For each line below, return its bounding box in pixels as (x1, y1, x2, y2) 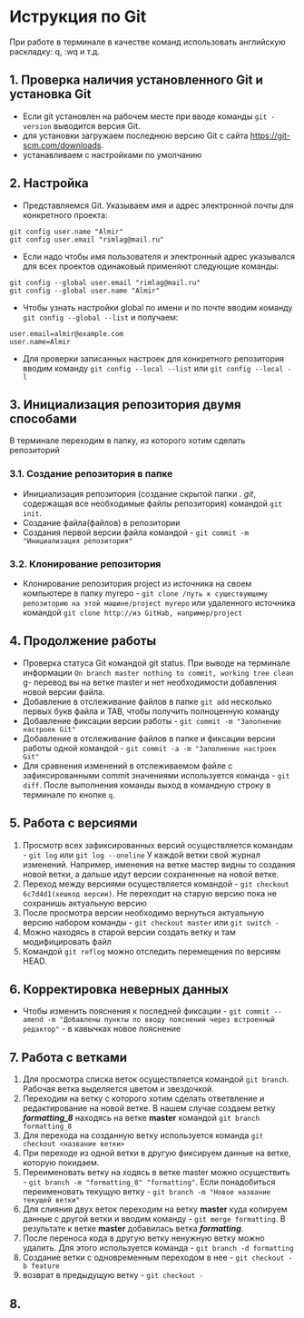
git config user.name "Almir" (9, 227, 124, 236)
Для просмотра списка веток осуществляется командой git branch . (22, 1074, 289, 1085)
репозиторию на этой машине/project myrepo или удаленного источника (22, 597, 296, 608)
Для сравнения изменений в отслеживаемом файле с (22, 760, 233, 771)
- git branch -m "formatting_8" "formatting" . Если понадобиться (22, 1176, 276, 1187)
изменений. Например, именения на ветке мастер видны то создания (22, 858, 296, 869)
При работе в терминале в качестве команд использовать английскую (9, 36, 286, 47)
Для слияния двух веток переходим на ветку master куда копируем (22, 1204, 288, 1214)
